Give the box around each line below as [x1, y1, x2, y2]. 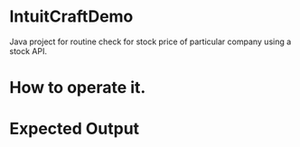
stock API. [9, 45, 48, 56]
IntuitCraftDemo [9, 6, 134, 27]
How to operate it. [9, 78, 146, 98]
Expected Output [9, 119, 140, 139]
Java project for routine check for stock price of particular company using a [9, 36, 292, 47]
